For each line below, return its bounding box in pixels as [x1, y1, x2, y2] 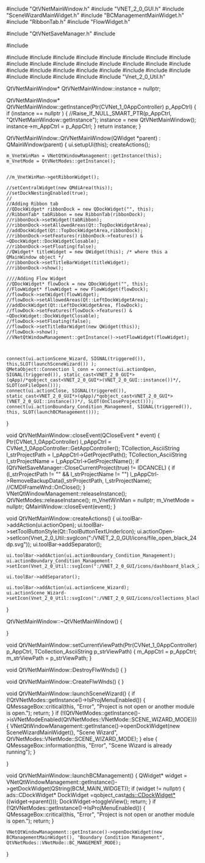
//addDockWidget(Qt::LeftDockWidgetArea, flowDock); [6, 302, 143, 308]
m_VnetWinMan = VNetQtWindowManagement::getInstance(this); [6, 153, 163, 159]
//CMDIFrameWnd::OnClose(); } [6, 483, 85, 491]
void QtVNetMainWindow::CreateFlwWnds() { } [6, 678, 124, 685]
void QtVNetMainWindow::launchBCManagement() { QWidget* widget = [6, 772, 188, 779]
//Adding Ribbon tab [6, 201, 59, 207]
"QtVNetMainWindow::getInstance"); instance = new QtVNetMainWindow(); [6, 116, 196, 123]
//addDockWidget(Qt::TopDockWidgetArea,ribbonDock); [6, 228, 143, 234]
